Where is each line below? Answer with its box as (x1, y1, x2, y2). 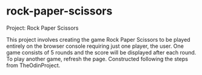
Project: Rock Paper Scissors (6, 24, 79, 31)
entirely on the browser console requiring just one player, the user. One (6, 42, 184, 50)
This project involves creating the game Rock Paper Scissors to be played (6, 36, 190, 43)
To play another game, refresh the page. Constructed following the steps (6, 55, 188, 62)
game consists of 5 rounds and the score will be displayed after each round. (6, 48, 197, 56)
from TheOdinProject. (6, 62, 61, 69)
